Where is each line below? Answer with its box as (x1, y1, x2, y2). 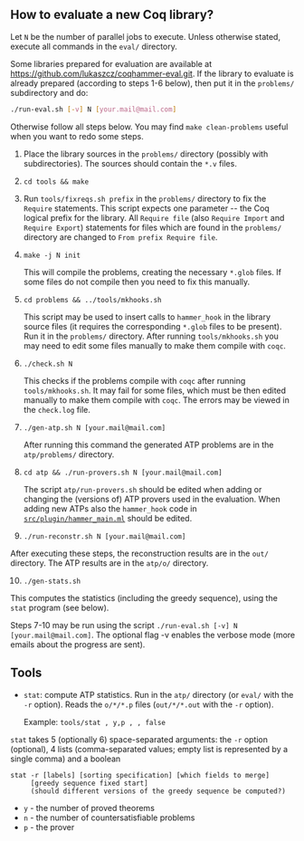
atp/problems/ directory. (23, 448, 115, 460)
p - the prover (23, 821, 75, 832)
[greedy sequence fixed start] (30, 779, 148, 788)
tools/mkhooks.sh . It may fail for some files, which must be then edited (23, 385, 287, 396)
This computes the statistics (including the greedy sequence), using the (10, 592, 279, 603)
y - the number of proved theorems (23, 802, 155, 813)
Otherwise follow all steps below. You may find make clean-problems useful (10, 121, 289, 132)
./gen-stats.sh (23, 577, 81, 586)
